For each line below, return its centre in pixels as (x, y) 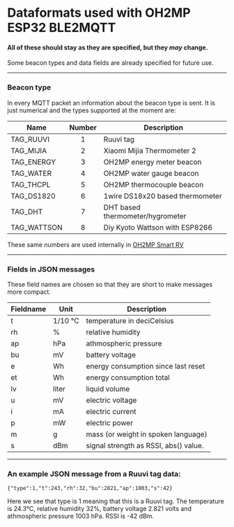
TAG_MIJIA (29, 150)
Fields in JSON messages (51, 269)
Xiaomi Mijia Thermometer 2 (150, 150)
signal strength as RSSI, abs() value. (145, 445)
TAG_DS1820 (33, 195)
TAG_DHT (27, 211)
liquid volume (108, 389)
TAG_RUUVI (30, 139)
